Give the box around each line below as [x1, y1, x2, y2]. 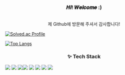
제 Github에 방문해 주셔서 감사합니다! [47, 21, 120, 27]
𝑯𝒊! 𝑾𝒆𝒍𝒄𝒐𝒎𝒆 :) [66, 4, 102, 11]
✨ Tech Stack [67, 53, 101, 60]
